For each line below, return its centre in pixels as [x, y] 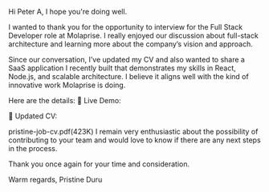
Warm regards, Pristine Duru [55, 180]
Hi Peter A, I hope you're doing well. [68, 12]
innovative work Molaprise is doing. [67, 85]
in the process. [33, 148]
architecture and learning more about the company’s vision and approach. [130, 44]
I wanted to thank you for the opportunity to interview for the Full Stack [126, 27]
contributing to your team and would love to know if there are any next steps [134, 140]
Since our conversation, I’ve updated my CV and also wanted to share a [126, 60]
